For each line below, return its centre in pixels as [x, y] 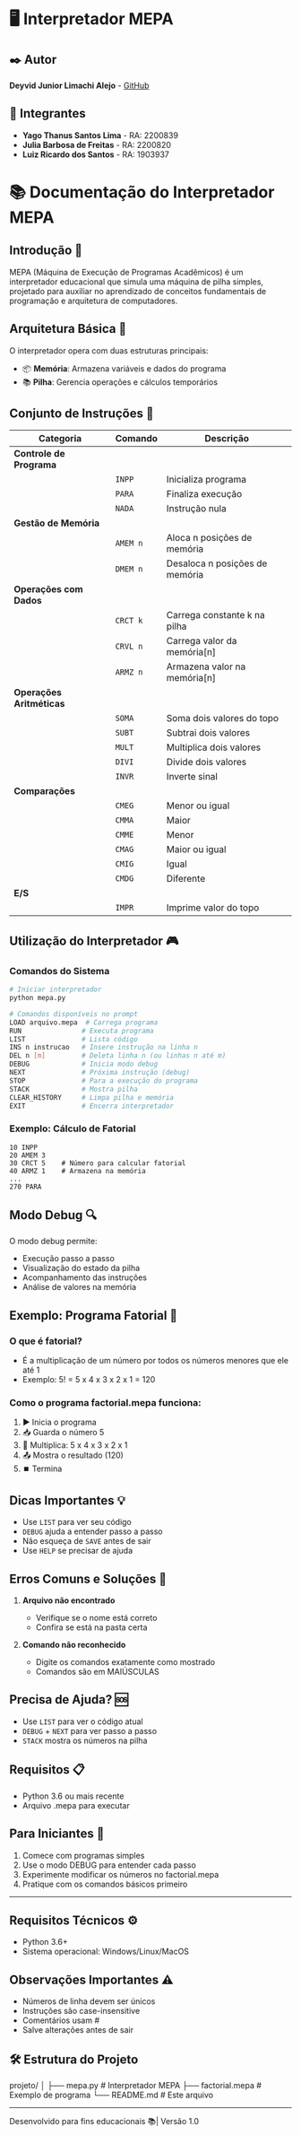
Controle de [39, 454]
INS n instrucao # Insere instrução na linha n [104, 1048]
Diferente [186, 879]
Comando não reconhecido [74, 1645]
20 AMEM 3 [28, 1155]
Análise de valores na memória [79, 1287]
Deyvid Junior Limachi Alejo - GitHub [79, 85]
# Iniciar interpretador [56, 989]
